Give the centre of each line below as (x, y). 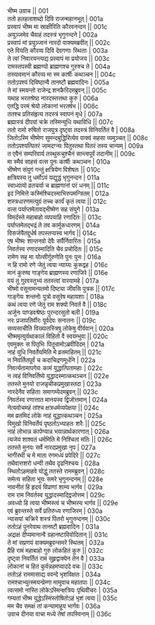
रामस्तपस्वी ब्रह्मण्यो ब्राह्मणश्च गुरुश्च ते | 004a (59, 66)
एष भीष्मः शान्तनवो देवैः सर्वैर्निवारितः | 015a (54, 241)
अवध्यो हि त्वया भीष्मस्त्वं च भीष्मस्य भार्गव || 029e (63, 503)
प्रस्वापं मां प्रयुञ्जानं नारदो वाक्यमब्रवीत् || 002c (59, 43)
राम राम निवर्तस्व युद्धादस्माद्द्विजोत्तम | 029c (56, 495)
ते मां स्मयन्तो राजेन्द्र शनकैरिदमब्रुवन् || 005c (57, 90)
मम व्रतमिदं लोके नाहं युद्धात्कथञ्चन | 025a (55, 415)
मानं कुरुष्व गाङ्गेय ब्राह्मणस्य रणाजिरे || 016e (58, 273)
